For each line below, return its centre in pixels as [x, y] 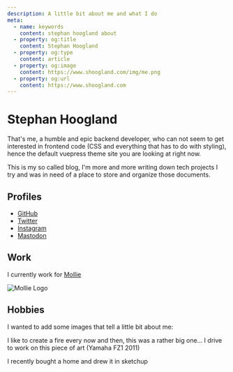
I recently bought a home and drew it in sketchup [78, 361]
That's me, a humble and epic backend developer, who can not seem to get [116, 139]
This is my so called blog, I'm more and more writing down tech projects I [113, 168]
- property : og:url [42, 79]
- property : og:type [43, 53]
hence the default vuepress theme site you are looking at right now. [104, 154]
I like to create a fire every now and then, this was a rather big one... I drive [115, 340]
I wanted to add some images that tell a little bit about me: [90, 327]
